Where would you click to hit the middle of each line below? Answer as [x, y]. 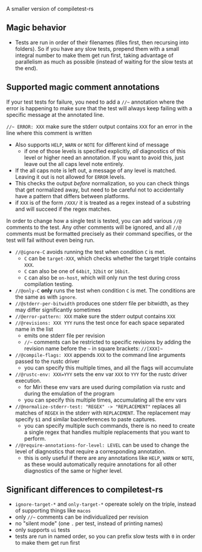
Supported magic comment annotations [83, 87]
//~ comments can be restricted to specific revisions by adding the [108, 342]
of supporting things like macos [53, 511]
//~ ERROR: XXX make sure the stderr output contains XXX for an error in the [99, 126]
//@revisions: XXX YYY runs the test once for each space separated [99, 322]
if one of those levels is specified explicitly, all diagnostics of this [105, 151]
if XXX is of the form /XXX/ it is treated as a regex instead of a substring [103, 202]
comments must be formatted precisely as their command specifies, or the [99, 233]
